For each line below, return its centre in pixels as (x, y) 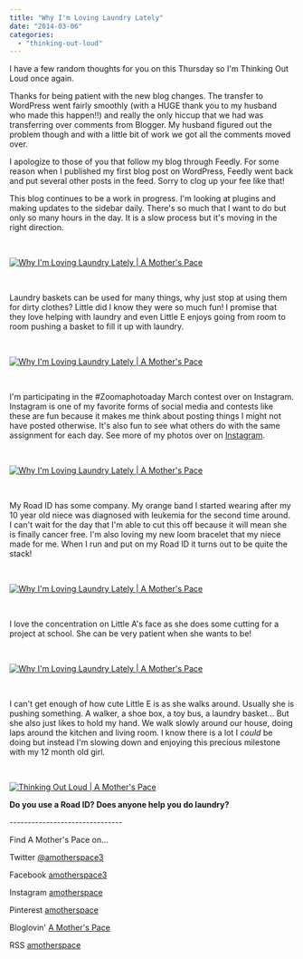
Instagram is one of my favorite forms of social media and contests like (142, 407)
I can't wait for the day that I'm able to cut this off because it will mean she (148, 525)
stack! (21, 554)
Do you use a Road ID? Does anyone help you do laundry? (119, 805)
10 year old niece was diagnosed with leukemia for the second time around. (150, 515)
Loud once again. (42, 79)
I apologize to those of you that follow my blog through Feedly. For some (144, 162)
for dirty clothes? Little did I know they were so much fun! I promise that (143, 307)
